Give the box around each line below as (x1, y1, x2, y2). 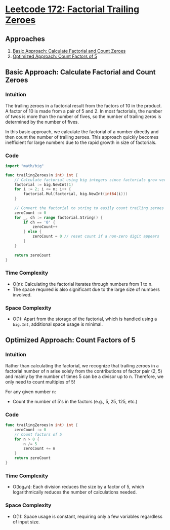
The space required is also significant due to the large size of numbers (12, 286, 160, 292)
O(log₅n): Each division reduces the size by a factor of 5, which (12, 484, 145, 490)
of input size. (12, 518, 40, 525)
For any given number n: (5, 389, 57, 395)
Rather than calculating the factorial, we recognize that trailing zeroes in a (5, 362, 159, 368)
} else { (23, 229, 42, 234)
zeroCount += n (23, 446, 56, 451)
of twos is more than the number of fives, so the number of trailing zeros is (5, 113, 161, 120)
